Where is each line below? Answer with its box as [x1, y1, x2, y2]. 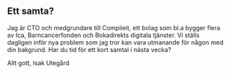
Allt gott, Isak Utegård [7, 58, 69, 67]
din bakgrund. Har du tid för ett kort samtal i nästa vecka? [7, 45, 172, 53]
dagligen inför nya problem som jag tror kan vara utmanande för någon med [7, 38, 224, 47]
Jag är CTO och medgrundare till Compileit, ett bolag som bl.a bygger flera [7, 23, 220, 32]
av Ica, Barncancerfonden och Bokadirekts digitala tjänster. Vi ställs [7, 31, 200, 39]
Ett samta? [7, 5, 54, 17]
